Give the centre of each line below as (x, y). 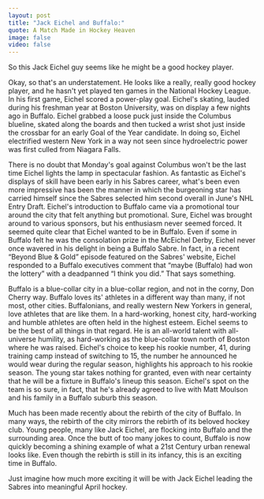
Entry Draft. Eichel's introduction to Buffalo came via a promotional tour (124, 207)
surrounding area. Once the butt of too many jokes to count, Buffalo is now (129, 438)
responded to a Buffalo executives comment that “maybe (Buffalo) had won (130, 266)
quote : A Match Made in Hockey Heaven (72, 30)
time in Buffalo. (33, 464)
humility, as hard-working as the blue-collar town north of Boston (144, 339)
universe (22, 339)
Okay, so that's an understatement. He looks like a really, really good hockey (132, 83)
